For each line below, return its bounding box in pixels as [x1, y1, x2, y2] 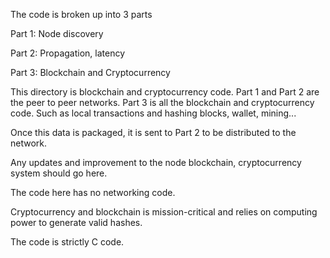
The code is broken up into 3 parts [10, 9, 153, 20]
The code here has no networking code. [10, 187, 176, 198]
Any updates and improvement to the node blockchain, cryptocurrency [10, 157, 302, 168]
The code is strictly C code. [10, 236, 125, 248]
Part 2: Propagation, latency [10, 47, 126, 59]
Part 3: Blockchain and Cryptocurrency [10, 67, 171, 78]
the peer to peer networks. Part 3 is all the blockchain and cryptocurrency [10, 97, 315, 108]
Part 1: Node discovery [10, 28, 104, 39]
